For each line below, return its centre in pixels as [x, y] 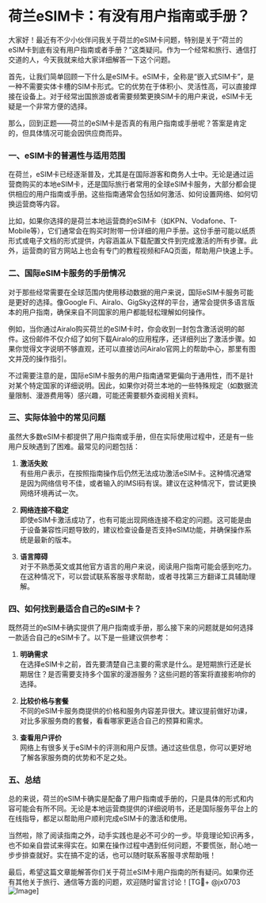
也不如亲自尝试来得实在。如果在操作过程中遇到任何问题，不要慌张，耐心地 [129, 845]
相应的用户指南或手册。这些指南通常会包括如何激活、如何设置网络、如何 [133, 194]
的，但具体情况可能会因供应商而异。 [67, 133]
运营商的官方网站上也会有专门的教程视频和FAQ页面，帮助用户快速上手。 [139, 251]
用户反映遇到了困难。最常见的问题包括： [74, 446]
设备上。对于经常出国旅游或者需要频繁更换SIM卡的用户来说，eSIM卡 [133, 96]
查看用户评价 [40, 738]
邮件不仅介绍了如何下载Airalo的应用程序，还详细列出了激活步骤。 [142, 339]
